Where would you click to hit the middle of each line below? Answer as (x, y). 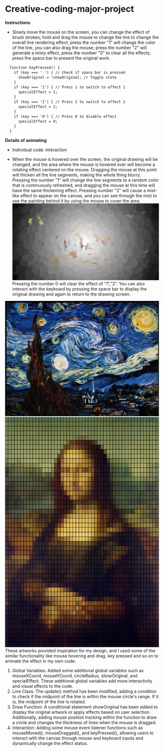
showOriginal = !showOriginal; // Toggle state (67, 77)
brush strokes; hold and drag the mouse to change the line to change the (85, 37)
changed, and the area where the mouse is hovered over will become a (83, 164)
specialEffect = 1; (38, 92)
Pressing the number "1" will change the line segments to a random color (85, 180)
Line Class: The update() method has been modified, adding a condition (84, 691)
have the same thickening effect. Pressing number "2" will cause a (79, 190)
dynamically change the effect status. (50, 743)
